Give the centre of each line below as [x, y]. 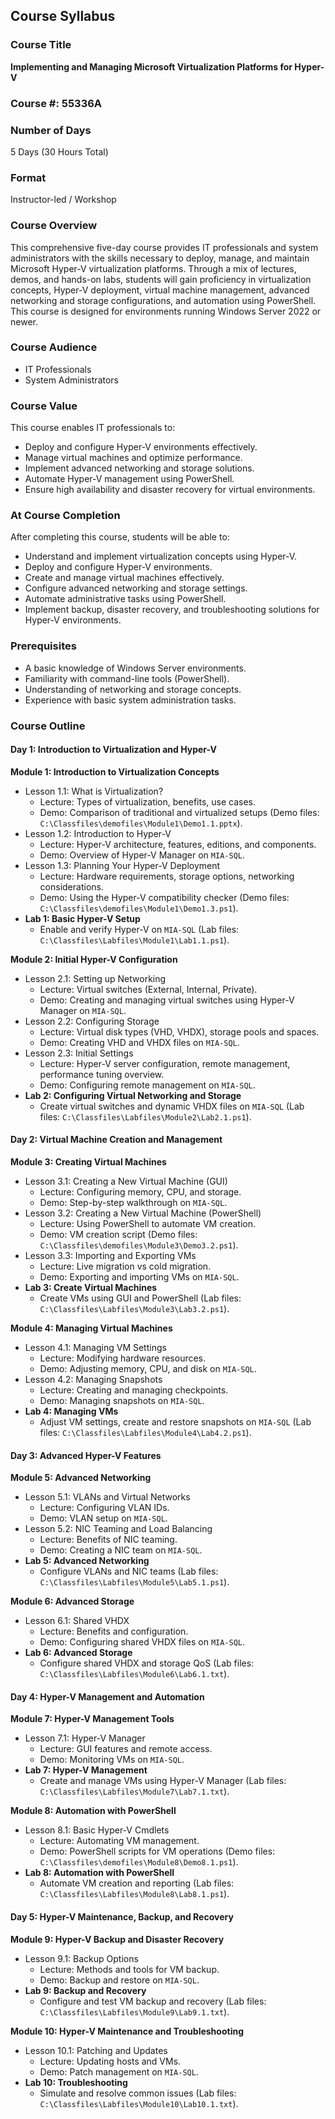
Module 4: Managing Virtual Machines [91, 1328]
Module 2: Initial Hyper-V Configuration [94, 959]
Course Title [41, 45]
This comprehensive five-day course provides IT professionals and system [164, 247]
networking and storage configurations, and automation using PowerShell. [163, 300]
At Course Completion [65, 516]
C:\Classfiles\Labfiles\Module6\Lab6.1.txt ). [134, 1674]
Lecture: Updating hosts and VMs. [110, 2061]
